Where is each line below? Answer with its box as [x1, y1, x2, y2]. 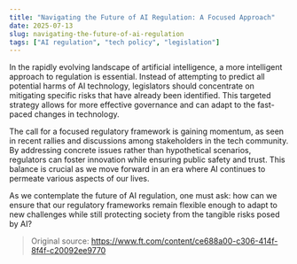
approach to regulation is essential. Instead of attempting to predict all [9, 72, 265, 82]
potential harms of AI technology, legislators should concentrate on [9, 81, 255, 91]
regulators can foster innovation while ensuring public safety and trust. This [9, 154, 285, 165]
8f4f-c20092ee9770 [30, 245, 106, 256]
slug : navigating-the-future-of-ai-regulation [9, 29, 184, 38]
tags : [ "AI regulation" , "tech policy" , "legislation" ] [9, 37, 220, 47]
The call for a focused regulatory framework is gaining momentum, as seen [9, 126, 285, 137]
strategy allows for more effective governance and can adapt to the [9, 99, 255, 111]
